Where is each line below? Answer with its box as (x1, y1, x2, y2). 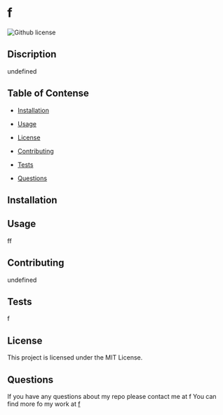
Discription (7, 48, 57, 60)
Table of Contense (7, 88, 90, 100)
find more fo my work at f (7, 400, 81, 408)
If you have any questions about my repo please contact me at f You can (7, 393, 217, 401)
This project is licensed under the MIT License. (7, 353, 143, 362)
